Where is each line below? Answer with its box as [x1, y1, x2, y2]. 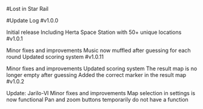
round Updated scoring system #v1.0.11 [6, 53, 104, 60]
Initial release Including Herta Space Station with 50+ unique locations [6, 28, 182, 36]
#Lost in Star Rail [6, 5, 48, 12]
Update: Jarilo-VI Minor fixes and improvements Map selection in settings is [6, 90, 196, 96]
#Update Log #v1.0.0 [6, 17, 59, 24]
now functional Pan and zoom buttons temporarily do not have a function [6, 96, 189, 103]
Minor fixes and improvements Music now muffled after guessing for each [6, 47, 191, 54]
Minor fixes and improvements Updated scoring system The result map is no [6, 65, 198, 72]
